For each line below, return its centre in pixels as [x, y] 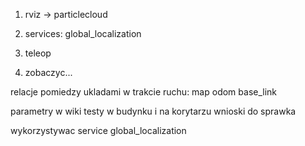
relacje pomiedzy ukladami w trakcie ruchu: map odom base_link [144, 92]
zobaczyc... [48, 72]
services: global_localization [83, 33]
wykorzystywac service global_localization [98, 130]
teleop [38, 53]
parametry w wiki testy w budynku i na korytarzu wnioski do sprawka [153, 111]
